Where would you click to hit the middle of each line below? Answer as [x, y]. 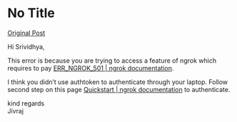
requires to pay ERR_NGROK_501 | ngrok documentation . [91, 68]
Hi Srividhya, [26, 46]
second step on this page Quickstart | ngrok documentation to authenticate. [119, 89]
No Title [31, 13]
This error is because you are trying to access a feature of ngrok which [112, 60]
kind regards [26, 103]
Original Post [26, 33]
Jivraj [15, 111]
